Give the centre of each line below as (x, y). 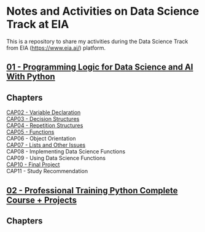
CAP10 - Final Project (33, 164)
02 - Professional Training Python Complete (92, 191)
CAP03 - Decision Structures (43, 119)
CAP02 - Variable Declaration (44, 112)
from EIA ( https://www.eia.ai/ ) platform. (56, 48)
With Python (31, 77)
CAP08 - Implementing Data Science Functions (66, 152)
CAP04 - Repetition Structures (45, 126)
